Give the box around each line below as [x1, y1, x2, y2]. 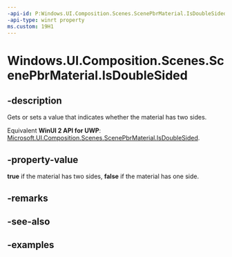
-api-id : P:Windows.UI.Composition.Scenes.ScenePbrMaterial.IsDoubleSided [7, 10, 227, 17]
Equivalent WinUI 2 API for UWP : [7, 126, 101, 135]
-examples [7, 239, 55, 251]
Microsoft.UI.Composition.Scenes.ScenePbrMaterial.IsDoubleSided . [7, 134, 200, 142]
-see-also [7, 216, 50, 227]
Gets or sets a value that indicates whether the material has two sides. [7, 113, 207, 122]
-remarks [7, 192, 48, 204]
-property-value [7, 153, 79, 166]
